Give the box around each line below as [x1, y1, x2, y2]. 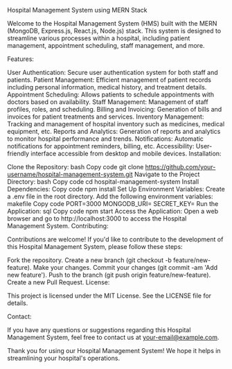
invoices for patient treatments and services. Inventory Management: [7, 112, 204, 121]
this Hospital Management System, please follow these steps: [7, 243, 183, 250]
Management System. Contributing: [7, 222, 109, 230]
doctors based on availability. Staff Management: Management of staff [7, 98, 209, 106]
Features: [7, 55, 35, 63]
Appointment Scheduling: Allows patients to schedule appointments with [7, 90, 215, 98]
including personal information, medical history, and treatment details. [7, 83, 207, 91]
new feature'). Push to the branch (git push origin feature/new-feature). [7, 271, 211, 279]
